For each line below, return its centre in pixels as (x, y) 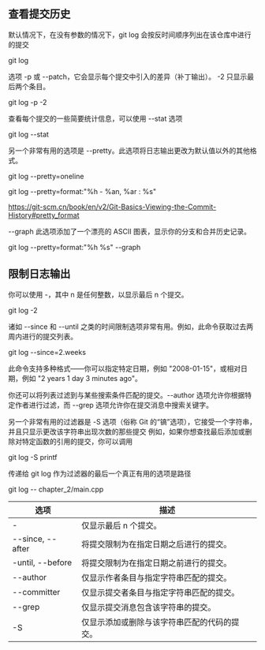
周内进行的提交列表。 (43, 336)
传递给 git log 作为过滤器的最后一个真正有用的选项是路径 (100, 473)
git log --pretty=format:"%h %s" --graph (75, 247)
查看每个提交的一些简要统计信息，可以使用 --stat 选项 (95, 118)
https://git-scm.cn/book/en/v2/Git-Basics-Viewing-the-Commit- (112, 207)
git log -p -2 (28, 102)
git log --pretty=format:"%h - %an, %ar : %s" (82, 191)
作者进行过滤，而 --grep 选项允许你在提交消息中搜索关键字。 (114, 405)
